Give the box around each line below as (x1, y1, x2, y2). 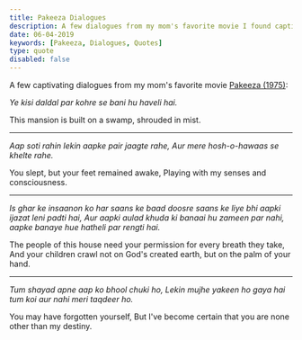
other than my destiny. (9, 321, 93, 331)
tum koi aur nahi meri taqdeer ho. (9, 294, 134, 304)
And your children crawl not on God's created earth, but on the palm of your (9, 249, 291, 259)
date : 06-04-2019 (9, 30, 75, 39)
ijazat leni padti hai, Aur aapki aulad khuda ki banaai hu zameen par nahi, (9, 212, 285, 223)
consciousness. (9, 177, 67, 187)
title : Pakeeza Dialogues (9, 13, 106, 22)
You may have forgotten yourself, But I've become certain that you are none (9, 311, 290, 322)
